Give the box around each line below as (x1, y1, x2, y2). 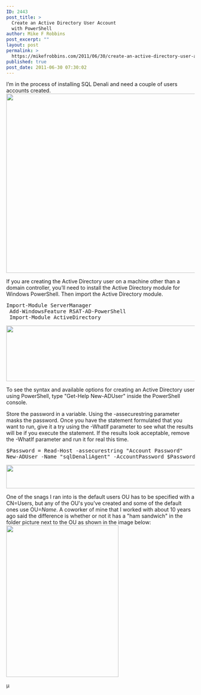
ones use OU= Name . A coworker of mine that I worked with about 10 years (6, 506, 191, 513)
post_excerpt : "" (6, 36, 50, 42)
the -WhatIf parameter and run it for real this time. (6, 436, 129, 443)
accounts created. (6, 87, 51, 94)
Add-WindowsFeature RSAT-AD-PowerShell (9, 308, 127, 315)
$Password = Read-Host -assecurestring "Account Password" (6, 448, 184, 454)
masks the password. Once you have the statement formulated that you (6, 417, 182, 424)
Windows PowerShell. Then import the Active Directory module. (6, 290, 163, 298)
